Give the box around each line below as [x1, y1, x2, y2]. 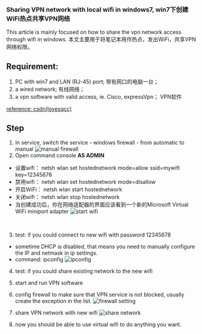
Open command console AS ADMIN [14, 151, 104, 159]
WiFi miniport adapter [14, 208, 69, 215]
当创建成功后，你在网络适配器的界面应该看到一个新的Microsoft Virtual [14, 201, 189, 208]
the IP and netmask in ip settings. [14, 249, 98, 257]
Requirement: [6, 61, 59, 71]
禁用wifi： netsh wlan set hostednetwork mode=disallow [14, 178, 156, 185]
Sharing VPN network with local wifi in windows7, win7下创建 [6, 5, 189, 13]
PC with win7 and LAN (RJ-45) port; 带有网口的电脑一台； [14, 78, 159, 85]
